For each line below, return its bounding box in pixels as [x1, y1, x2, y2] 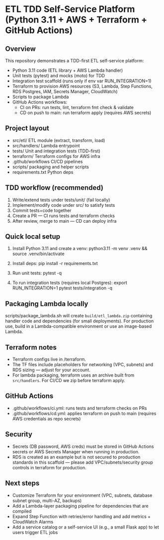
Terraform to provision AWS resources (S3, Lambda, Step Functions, [12, 83, 153, 89]
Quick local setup [5, 233, 61, 241]
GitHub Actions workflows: [12, 99, 68, 105]
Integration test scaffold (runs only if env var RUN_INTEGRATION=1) [12, 78, 152, 84]
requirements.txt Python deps [12, 169, 74, 175]
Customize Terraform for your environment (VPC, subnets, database [12, 492, 153, 498]
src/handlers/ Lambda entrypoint [12, 142, 81, 148]
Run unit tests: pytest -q [12, 270, 62, 276]
